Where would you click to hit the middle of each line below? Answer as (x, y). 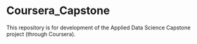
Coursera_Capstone (58, 11)
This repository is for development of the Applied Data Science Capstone (98, 28)
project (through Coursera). (41, 34)
